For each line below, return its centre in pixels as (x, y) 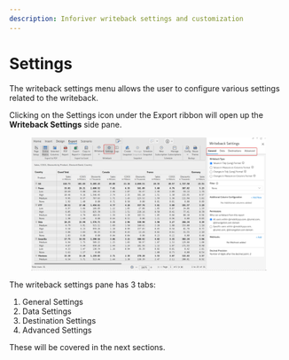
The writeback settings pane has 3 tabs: (83, 285)
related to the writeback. (54, 98)
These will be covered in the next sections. (87, 347)
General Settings (53, 301)
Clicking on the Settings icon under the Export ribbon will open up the (137, 114)
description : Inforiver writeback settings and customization (126, 19)
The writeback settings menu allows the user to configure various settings (145, 88)
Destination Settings (59, 320)
